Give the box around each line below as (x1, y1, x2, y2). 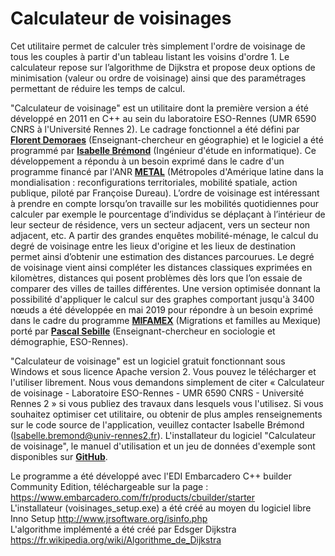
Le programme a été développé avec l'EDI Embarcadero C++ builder (10, 470, 292, 482)
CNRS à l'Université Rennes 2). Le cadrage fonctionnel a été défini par (10, 123, 300, 135)
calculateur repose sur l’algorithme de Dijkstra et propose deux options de (10, 61, 316, 73)
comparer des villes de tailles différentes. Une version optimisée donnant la (10, 282, 321, 294)
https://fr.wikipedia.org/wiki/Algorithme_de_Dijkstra (10, 533, 222, 546)
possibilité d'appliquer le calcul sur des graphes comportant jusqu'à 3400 (10, 293, 315, 305)
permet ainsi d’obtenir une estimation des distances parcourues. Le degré (10, 250, 315, 262)
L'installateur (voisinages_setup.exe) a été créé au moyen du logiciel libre (10, 502, 312, 514)
